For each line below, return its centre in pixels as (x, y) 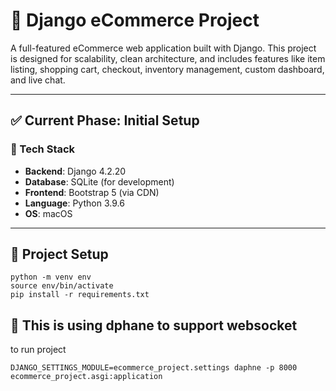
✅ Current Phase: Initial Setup (105, 120)
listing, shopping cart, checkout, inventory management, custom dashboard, (167, 69)
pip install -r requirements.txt (80, 295)
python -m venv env (51, 277)
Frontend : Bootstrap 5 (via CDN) (92, 192)
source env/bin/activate (62, 286)
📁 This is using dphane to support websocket (154, 325)
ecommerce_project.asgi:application (86, 377)
